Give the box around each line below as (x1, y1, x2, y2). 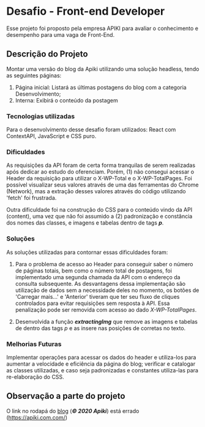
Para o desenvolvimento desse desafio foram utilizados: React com (6, 126, 176, 133)
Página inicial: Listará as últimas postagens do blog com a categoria (15, 83, 187, 91)
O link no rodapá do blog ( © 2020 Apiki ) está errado (6, 407, 140, 415)
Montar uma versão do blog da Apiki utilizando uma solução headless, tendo (6, 65, 199, 72)
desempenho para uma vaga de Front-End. (6, 31, 115, 38)
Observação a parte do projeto (6, 391, 125, 401)
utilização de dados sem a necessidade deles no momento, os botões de (15, 287, 199, 294)
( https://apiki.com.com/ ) (6, 414, 68, 421)
